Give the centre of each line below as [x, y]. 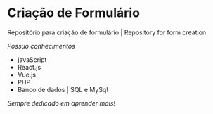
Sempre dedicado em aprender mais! [62, 103]
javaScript [32, 59]
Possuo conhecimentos [41, 46]
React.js [29, 67]
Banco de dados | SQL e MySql [63, 89]
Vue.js [27, 75]
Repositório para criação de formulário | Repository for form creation [107, 32]
